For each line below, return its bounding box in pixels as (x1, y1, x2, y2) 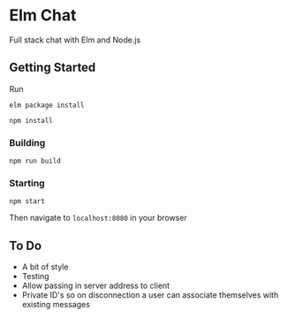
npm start (9, 197, 46, 206)
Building (9, 136, 46, 148)
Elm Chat (9, 5, 77, 26)
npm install (9, 116, 53, 125)
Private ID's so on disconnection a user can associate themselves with (21, 290, 279, 300)
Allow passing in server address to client (21, 280, 170, 291)
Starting (9, 177, 46, 189)
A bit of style (21, 261, 69, 272)
